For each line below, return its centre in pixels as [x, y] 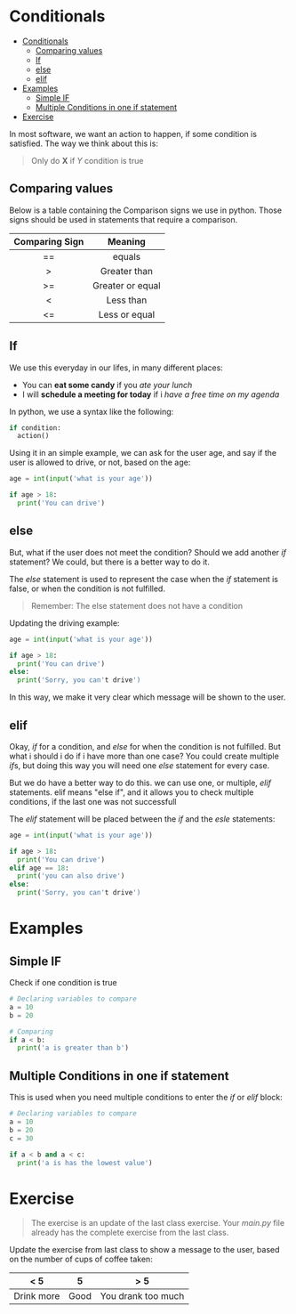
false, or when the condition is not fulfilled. [88, 588]
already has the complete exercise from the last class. [130, 1233]
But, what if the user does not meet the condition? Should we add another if [148, 552]
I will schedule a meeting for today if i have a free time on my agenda [151, 394]
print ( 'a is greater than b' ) [73, 1048]
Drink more [37, 1296]
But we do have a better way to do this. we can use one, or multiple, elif [140, 783]
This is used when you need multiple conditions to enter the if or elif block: [146, 1098]
